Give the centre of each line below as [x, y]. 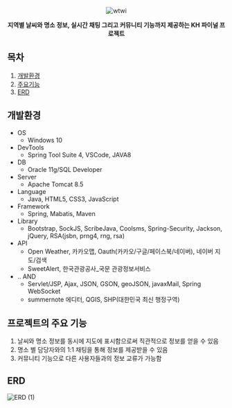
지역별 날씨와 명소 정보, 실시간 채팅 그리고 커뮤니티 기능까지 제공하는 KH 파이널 [113, 25]
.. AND [27, 276]
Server [27, 177]
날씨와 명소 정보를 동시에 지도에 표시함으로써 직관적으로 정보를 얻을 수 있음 [118, 341]
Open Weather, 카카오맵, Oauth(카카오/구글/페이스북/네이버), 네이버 [120, 251]
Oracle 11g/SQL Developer [65, 169]
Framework [33, 206]
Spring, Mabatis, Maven [61, 213]
